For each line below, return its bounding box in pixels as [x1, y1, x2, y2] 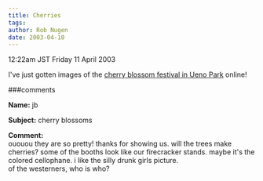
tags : [8, 19, 26, 27]
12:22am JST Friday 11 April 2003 [8, 55, 116, 64]
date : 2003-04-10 [8, 33, 65, 42]
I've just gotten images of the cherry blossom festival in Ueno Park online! [8, 70, 247, 79]
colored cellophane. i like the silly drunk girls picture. [8, 156, 179, 165]
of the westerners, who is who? [8, 164, 110, 173]
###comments [8, 85, 56, 95]
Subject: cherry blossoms [8, 115, 93, 125]
